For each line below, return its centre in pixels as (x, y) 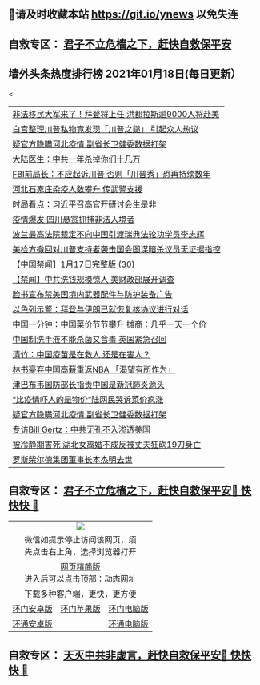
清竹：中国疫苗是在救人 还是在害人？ (82, 354)
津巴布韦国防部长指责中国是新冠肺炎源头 (89, 385)
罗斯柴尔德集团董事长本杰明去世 (73, 459)
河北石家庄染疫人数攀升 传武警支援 (78, 189)
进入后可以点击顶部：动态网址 (81, 579)
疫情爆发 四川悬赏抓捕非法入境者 (74, 219)
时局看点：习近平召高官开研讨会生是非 (85, 204)
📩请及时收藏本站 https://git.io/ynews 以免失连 (123, 14)
